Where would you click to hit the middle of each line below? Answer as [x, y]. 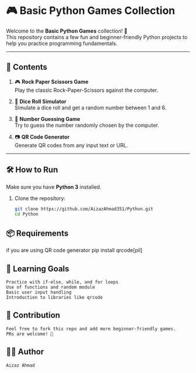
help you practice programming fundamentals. [62, 43]
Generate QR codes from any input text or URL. [71, 145]
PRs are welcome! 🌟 [30, 334]
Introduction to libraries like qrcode [55, 297]
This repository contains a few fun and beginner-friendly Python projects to [97, 37]
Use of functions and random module [50, 287]
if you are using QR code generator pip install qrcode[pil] [74, 250]
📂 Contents [27, 67]
